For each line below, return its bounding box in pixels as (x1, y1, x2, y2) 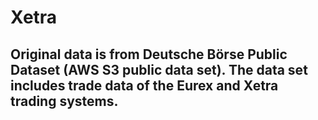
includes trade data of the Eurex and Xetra (10, 77, 279, 94)
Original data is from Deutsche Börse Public (10, 46, 288, 63)
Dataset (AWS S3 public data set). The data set (10, 61, 308, 78)
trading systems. (10, 92, 119, 110)
